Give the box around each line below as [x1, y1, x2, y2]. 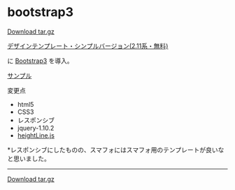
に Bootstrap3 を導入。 [7, 57, 73, 65]
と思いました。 [7, 154, 50, 163]
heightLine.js [17, 131, 55, 140]
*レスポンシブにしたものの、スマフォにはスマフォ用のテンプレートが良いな [7, 145, 225, 154]
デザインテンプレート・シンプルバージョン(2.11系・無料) [7, 41, 169, 50]
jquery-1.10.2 [17, 124, 55, 132]
